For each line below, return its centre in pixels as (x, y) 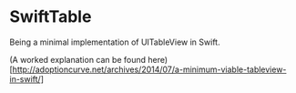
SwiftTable (51, 17)
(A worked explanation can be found (78, 59)
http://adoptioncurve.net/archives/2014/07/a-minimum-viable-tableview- (149, 69)
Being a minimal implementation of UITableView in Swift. (115, 42)
